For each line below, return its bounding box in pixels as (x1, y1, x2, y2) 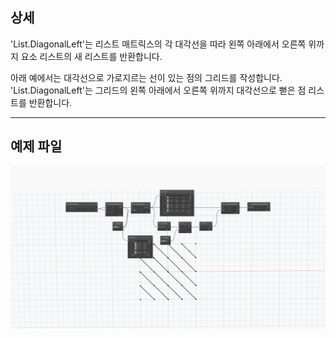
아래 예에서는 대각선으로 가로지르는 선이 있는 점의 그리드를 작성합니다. (10, 71, 283, 83)
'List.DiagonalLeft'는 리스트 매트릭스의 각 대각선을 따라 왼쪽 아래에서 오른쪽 (10, 38, 307, 50)
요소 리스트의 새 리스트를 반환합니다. (20, 50, 163, 62)
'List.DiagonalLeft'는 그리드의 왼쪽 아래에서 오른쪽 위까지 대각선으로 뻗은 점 (10, 84, 307, 96)
